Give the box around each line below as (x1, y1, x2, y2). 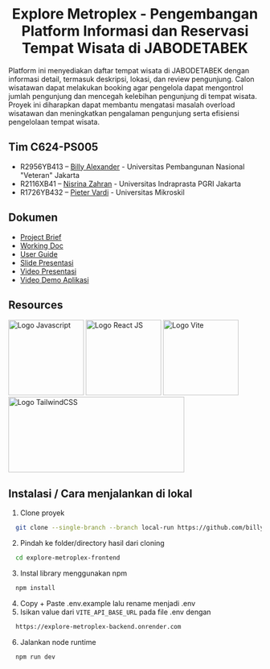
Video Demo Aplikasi (19, 275, 90, 284)
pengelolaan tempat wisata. (8, 117, 100, 126)
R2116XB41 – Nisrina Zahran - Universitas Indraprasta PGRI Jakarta (19, 179, 241, 188)
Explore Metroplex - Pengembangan (11, 5, 259, 23)
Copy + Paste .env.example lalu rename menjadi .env (19, 598, 196, 608)
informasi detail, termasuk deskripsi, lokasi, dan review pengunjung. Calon (8, 74, 255, 84)
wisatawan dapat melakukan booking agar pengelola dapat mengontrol (8, 82, 243, 93)
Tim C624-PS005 (8, 140, 99, 154)
